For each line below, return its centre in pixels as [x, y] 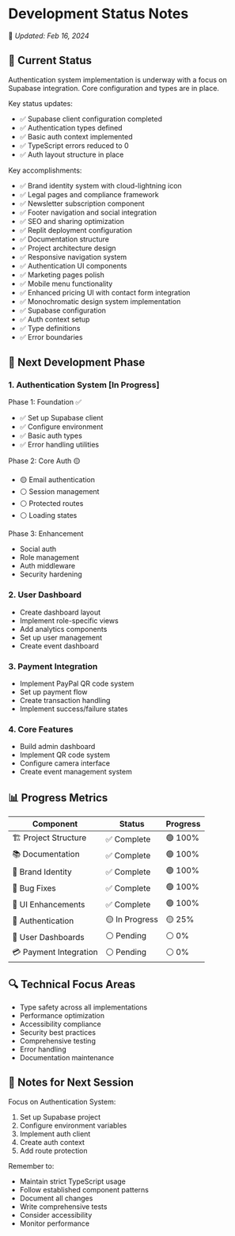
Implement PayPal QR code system [77, 684]
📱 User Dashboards [48, 937]
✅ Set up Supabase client [61, 418]
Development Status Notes [99, 14]
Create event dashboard [59, 645]
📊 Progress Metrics [58, 798]
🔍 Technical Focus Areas [72, 984]
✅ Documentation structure [64, 239]
